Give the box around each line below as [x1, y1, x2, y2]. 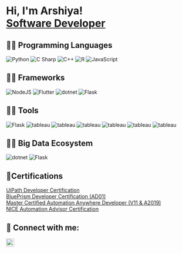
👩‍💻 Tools [6, 106, 39, 116]
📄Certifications [6, 171, 63, 181]
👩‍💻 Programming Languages [6, 40, 113, 50]
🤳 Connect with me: [6, 222, 79, 232]
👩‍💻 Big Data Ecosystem [6, 139, 93, 149]
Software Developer [6, 17, 106, 30]
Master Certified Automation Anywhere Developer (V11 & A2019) [6, 199, 161, 206]
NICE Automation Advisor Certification [6, 205, 99, 213]
